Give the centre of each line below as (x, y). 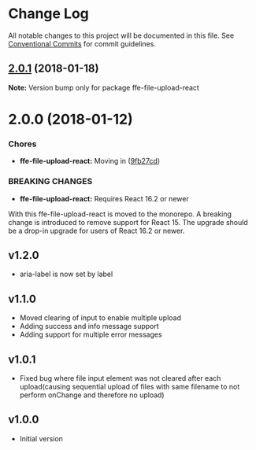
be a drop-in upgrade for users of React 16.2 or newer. (96, 231)
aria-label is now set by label (66, 274)
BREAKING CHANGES (50, 182)
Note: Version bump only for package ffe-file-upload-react (104, 87)
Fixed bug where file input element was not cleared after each (120, 378)
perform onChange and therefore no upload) (92, 395)
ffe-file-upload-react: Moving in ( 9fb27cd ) (90, 161)
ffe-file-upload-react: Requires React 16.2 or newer (104, 198)
